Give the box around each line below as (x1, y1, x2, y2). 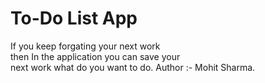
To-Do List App (10, 7, 138, 30)
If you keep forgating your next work (10, 40, 161, 52)
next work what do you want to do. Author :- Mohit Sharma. (10, 61, 256, 73)
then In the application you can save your (10, 50, 181, 62)
